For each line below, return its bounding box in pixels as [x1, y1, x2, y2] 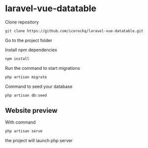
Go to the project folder [5, 37, 52, 43]
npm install [5, 56, 29, 61]
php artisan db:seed [5, 93, 48, 98]
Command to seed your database [5, 84, 73, 89]
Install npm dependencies [5, 47, 57, 53]
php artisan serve [5, 129, 43, 134]
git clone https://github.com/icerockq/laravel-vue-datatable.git [5, 28, 144, 33]
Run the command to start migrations [5, 65, 80, 71]
